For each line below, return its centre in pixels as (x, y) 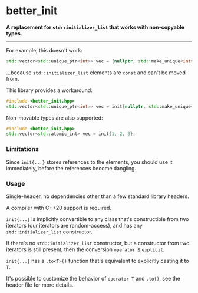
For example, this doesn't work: (44, 50)
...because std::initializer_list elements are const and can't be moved (96, 73)
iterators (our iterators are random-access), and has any (74, 225)
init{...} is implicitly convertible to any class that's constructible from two (98, 219)
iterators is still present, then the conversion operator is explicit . (85, 249)
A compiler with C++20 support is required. (59, 208)
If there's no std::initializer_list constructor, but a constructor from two (98, 243)
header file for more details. (40, 285)
